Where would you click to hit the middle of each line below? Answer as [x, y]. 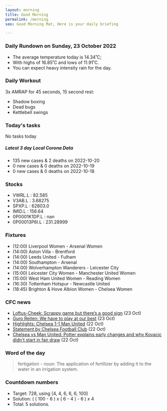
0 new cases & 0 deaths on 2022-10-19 [53, 166]
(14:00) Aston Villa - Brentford [44, 251]
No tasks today [21, 136]
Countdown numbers [32, 382]
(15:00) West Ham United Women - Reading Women [66, 278]
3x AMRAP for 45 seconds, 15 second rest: [50, 92]
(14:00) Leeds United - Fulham [44, 257]
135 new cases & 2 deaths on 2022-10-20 [56, 161]
